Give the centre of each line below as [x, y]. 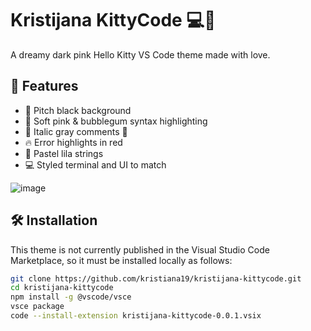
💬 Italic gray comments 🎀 [76, 131]
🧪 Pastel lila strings [64, 153]
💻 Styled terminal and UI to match [95, 164]
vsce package [37, 307]
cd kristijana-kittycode [62, 288]
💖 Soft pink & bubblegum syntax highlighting [116, 121]
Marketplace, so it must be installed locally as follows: [121, 260]
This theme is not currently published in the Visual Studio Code [140, 249]
